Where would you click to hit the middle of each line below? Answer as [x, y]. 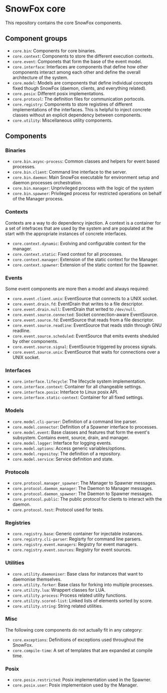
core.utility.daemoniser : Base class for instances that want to [77, 574]
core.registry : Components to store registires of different [72, 104]
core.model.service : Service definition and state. [63, 459]
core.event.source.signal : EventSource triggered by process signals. [85, 347]
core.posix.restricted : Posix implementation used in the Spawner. [82, 680]
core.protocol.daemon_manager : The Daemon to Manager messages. [83, 488]
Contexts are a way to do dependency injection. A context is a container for [83, 223]
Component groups [36, 39]
